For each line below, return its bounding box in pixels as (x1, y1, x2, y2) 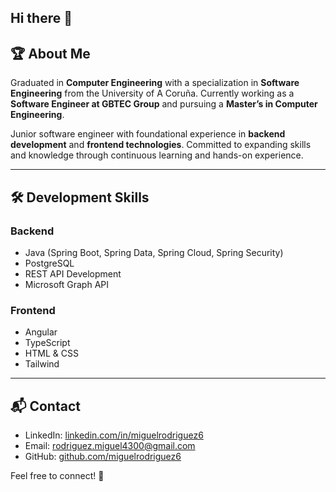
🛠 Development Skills (10, 189, 150, 206)
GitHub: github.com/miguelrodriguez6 (24, 451, 182, 462)
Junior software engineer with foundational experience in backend (10, 128, 286, 140)
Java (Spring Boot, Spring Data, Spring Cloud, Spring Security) (24, 246, 284, 258)
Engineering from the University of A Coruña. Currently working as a (10, 87, 295, 100)
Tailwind (24, 358, 60, 370)
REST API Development (24, 267, 122, 280)
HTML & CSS (24, 347, 79, 360)
